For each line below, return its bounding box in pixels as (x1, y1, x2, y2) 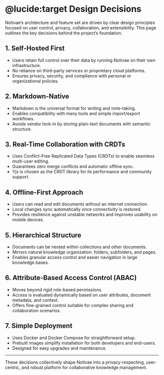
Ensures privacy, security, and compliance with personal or (12, 72, 131, 79)
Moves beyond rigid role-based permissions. (12, 286, 102, 292)
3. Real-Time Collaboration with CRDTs (5, 140, 125, 148)
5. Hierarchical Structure (5, 231, 82, 239)
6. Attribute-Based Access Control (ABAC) (5, 274, 137, 282)
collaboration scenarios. (12, 307, 61, 313)
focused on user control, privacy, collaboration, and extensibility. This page (5, 24, 157, 30)
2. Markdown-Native (5, 92, 69, 101)
